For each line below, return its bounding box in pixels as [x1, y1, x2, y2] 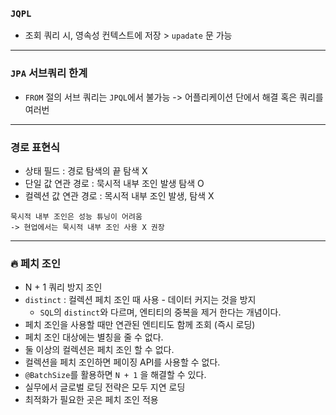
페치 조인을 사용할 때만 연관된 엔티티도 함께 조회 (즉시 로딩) [24, 319, 256, 331]
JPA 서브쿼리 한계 [10, 66, 88, 80]
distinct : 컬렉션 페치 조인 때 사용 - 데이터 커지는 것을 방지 [24, 294, 257, 306]
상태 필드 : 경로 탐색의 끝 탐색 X [24, 164, 148, 177]
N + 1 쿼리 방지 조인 [24, 281, 103, 293]
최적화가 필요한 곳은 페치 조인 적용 [24, 394, 159, 406]
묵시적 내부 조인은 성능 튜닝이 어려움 [10, 211, 143, 222]
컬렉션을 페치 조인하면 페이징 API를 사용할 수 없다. [24, 356, 221, 368]
